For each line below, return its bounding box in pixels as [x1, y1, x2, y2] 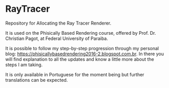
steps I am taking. [5, 61, 43, 68]
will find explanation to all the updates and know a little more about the [5, 56, 155, 62]
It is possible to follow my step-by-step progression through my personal [5, 45, 159, 51]
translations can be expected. [5, 77, 68, 83]
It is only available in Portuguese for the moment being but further [5, 71, 144, 77]
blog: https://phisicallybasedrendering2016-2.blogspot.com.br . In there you [5, 51, 164, 57]
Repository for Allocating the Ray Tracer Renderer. [5, 20, 112, 26]
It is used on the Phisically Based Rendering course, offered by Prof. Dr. [5, 30, 156, 36]
